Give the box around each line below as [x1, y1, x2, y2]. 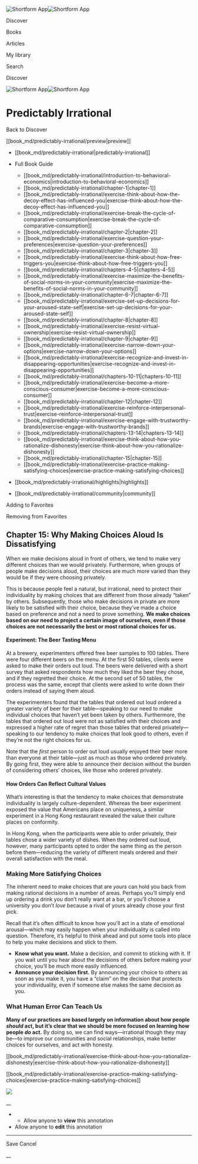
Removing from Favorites [6, 513, 67, 520]
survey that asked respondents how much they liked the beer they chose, [6, 668, 184, 675]
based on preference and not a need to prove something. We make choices [6, 610, 190, 617]
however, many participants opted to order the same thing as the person [6, 842, 181, 850]
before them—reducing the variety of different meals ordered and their [6, 849, 178, 856]
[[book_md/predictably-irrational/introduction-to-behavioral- [23, 171, 171, 179]
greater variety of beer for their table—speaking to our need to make [6, 705, 173, 712]
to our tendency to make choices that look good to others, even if [29, 730, 189, 737]
